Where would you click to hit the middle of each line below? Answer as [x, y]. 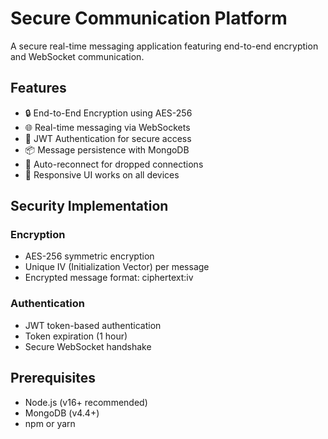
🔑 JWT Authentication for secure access [108, 138]
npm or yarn [50, 423]
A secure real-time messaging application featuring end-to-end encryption [164, 46]
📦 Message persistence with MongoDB [107, 149]
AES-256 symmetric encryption [89, 256]
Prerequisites [53, 378]
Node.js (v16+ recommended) [86, 402]
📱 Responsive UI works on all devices [102, 174]
